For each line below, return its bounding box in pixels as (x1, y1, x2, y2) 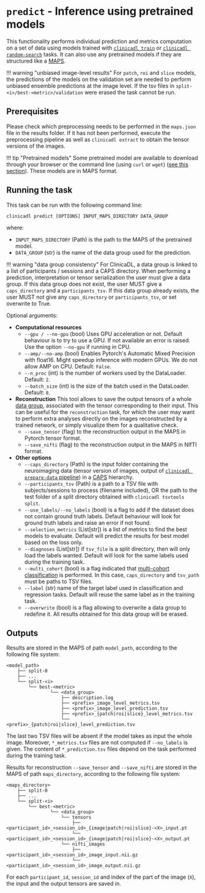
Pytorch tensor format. (24, 434, 81, 442)
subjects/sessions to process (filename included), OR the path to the (24, 486, 198, 494)
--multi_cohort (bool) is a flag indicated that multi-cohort (24, 564, 170, 572)
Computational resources (15, 323, 82, 331)
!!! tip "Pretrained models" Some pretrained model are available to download (6, 154, 198, 161)
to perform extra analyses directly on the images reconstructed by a (15, 415, 187, 422)
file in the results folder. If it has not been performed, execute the (6, 129, 171, 136)
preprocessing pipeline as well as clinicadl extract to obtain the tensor (6, 136, 190, 143)
